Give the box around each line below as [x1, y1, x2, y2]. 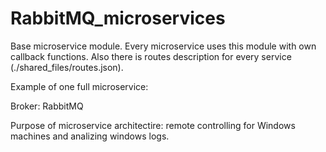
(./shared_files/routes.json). [10, 61, 124, 73]
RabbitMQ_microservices [10, 7, 226, 30]
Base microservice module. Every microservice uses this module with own [10, 40, 317, 52]
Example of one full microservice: [10, 80, 149, 92]
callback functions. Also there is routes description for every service [10, 50, 292, 62]
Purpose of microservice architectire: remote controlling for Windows [10, 119, 296, 131]
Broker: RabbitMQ [10, 100, 84, 112]
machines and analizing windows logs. [10, 130, 170, 142]
